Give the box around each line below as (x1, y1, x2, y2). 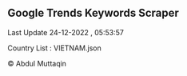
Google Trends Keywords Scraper (7, 6, 179, 20)
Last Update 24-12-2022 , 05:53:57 (7, 27, 125, 37)
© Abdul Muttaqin (7, 58, 67, 68)
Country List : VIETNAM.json (7, 43, 101, 53)
